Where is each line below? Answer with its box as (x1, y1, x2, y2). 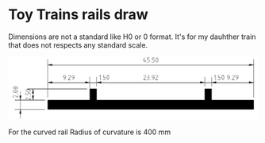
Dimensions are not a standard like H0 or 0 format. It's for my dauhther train (8, 32, 256, 41)
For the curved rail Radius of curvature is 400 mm (8, 127, 171, 137)
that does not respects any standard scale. (8, 40, 148, 49)
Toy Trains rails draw (8, 6, 148, 24)
